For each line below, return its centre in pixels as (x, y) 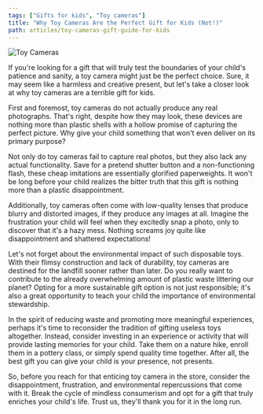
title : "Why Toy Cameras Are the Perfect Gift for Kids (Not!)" (115, 23)
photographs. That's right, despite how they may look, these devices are (125, 116)
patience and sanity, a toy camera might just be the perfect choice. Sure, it (129, 76)
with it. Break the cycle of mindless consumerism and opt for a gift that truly (131, 394)
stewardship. (29, 305)
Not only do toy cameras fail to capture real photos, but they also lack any (128, 157)
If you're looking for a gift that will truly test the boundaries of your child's (127, 68)
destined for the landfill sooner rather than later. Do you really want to (121, 271)
